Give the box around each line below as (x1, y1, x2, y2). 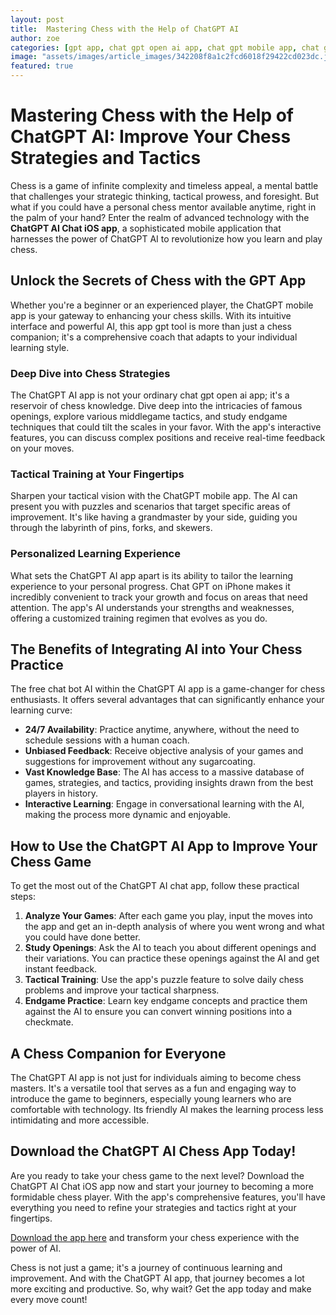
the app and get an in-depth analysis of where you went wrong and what (24, 921, 325, 933)
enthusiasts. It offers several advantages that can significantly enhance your (10, 694, 325, 706)
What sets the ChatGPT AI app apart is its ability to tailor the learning (10, 569, 294, 581)
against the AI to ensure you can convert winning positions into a (24, 1006, 293, 1018)
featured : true (10, 61, 74, 71)
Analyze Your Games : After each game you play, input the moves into (24, 910, 313, 922)
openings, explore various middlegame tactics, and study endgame (10, 411, 288, 423)
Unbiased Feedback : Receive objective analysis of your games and (24, 745, 304, 757)
